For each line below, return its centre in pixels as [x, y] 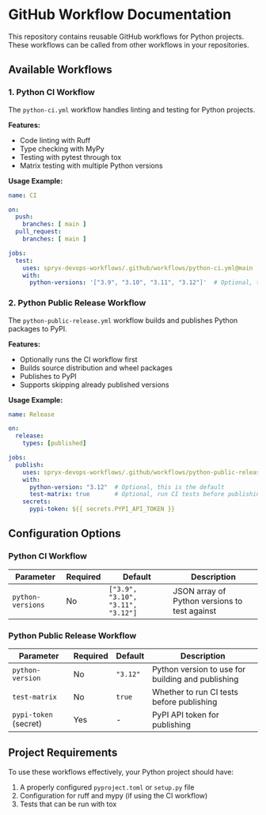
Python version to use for [199, 669]
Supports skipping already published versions [94, 385]
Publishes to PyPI [48, 376]
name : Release [32, 414]
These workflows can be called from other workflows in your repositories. [129, 44]
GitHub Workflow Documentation [120, 15]
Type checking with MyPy [62, 149]
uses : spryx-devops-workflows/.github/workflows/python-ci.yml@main [138, 268]
